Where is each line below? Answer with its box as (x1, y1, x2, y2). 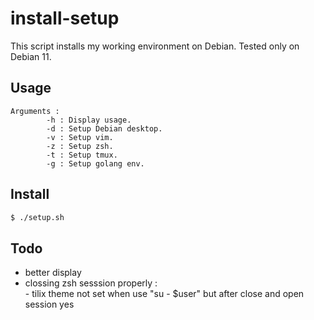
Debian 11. (10, 50, 52, 62)
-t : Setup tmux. (46, 150, 118, 160)
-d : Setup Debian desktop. (46, 123, 163, 134)
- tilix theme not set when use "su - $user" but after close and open (24, 288, 305, 300)
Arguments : (10, 106, 60, 116)
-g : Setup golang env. (46, 158, 145, 169)
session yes (24, 298, 75, 311)
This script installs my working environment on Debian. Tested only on (10, 40, 300, 52)
